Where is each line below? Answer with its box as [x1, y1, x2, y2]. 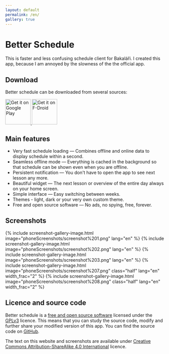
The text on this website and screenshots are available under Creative [5, 338, 151, 344]
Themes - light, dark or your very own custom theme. [12, 196, 124, 202]
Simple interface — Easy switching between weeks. [12, 191, 120, 197]
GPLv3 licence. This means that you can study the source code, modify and [5, 317, 163, 324]
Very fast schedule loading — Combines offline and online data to [12, 148, 150, 154]
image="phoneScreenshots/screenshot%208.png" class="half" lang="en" [5, 278, 160, 285]
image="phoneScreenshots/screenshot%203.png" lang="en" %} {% [5, 257, 149, 263]
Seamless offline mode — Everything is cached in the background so [12, 158, 157, 165]
